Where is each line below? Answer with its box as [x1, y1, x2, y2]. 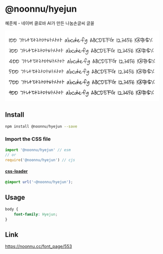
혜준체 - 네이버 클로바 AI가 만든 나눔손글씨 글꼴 [5, 20, 95, 26]
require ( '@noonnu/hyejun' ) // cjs [5, 158, 76, 163]
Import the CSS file [5, 136, 51, 143]
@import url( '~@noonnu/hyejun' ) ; [5, 180, 73, 185]
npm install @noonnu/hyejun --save [5, 124, 78, 129]
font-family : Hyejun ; [14, 212, 58, 217]
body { [5, 207, 19, 212]
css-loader [5, 168, 28, 174]
